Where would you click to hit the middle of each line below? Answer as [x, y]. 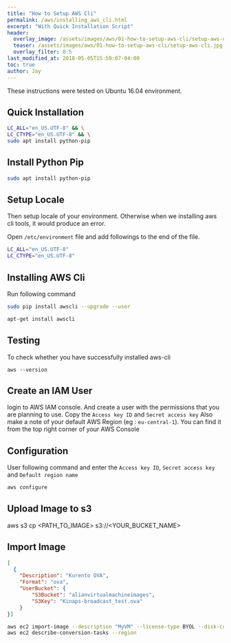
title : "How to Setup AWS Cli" [52, 13]
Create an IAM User [50, 391]
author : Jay [24, 71]
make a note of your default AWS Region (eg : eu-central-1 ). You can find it [114, 422]
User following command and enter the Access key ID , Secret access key [111, 467]
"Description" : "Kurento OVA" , [64, 576]
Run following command [41, 294]
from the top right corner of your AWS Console [73, 429]
